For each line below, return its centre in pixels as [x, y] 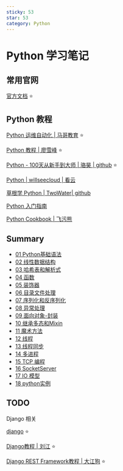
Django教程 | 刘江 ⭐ [31, 446]
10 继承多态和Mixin [39, 323]
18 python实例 [33, 383]
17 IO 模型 [27, 376]
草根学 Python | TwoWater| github [49, 193]
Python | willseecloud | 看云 [41, 180]
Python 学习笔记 [48, 56]
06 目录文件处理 [35, 293]
